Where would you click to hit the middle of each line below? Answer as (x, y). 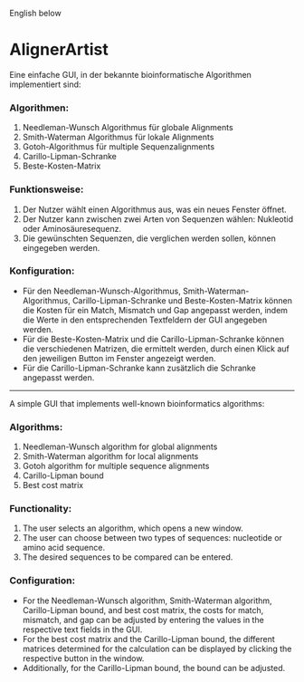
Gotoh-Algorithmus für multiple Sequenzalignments (119, 147)
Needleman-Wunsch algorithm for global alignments (120, 447)
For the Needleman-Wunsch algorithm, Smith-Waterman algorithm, (147, 600)
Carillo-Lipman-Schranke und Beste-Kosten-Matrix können (182, 300)
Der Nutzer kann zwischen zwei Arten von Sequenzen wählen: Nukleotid (158, 219)
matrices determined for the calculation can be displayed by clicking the (157, 648)
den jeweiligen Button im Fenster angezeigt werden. (119, 358)
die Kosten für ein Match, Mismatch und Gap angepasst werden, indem (155, 310)
